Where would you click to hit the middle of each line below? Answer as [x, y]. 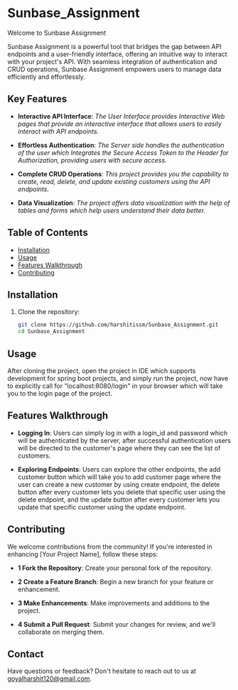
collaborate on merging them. [61, 632]
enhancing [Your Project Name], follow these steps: [83, 554]
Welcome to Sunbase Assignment [57, 33]
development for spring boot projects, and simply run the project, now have [118, 378]
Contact [26, 654]
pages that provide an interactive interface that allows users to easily [120, 124]
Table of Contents [48, 233]
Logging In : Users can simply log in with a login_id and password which [123, 433]
